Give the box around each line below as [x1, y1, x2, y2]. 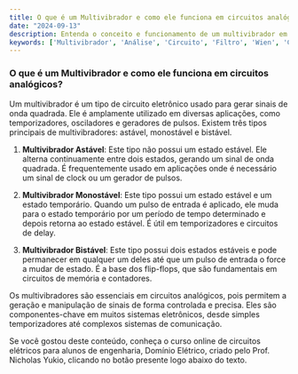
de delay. [21, 227, 56, 238]
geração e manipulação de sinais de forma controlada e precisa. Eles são [9, 299, 277, 310]
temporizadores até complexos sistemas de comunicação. [9, 318, 223, 329]
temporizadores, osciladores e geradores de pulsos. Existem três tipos [9, 117, 268, 128]
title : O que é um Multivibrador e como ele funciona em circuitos [9, 12, 264, 22]
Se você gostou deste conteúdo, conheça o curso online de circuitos [9, 335, 262, 346]
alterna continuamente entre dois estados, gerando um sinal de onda [21, 153, 275, 164]
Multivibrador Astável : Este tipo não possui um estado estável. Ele [21, 144, 268, 155]
